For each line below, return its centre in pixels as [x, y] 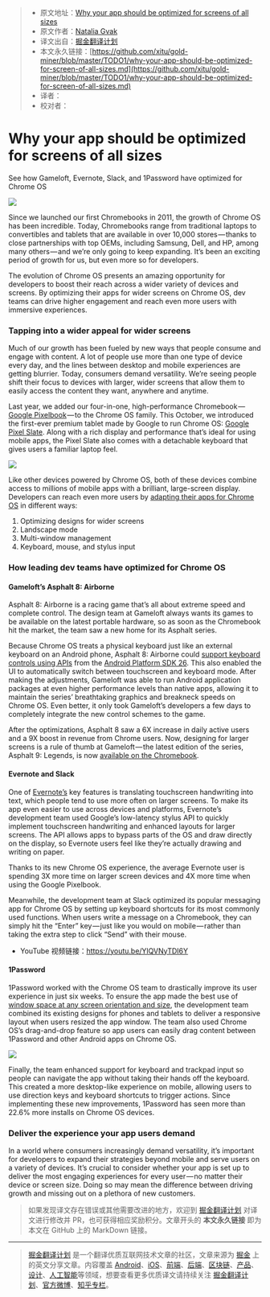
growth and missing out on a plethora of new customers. [102, 1193]
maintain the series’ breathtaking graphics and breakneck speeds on [122, 697]
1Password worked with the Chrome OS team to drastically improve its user [133, 987]
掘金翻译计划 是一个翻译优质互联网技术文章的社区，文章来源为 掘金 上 [143, 1255]
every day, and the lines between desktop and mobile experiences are [125, 365]
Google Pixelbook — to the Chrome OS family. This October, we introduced [131, 415]
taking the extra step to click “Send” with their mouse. [98, 934]
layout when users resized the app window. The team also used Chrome [128, 1022]
